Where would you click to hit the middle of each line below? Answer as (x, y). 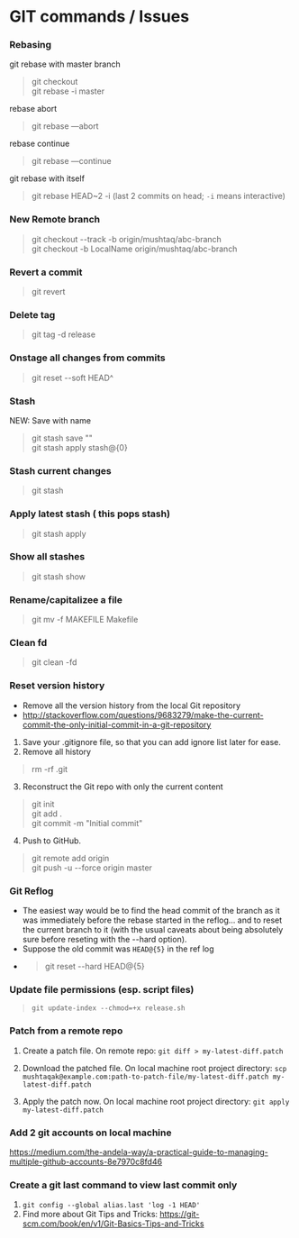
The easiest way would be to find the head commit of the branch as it (151, 911)
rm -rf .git (50, 769)
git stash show (59, 576)
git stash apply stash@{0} (79, 447)
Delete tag (32, 315)
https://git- (180, 1215)
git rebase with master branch (65, 64)
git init (43, 804)
